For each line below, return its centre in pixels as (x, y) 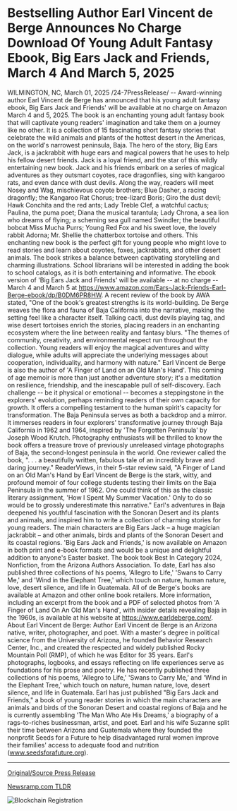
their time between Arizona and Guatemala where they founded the (105, 730)
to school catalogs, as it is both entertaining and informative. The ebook (112, 272)
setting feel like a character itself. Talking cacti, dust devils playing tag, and (116, 317)
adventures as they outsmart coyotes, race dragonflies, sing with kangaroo (116, 175)
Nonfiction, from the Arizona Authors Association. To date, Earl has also (111, 565)
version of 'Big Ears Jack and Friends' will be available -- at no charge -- (113, 280)
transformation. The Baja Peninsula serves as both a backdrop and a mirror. (117, 415)
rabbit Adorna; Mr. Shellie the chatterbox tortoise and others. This (103, 235)
